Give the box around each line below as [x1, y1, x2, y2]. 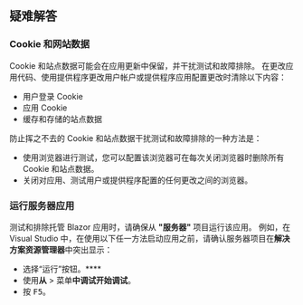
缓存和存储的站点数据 [22, 113, 102, 124]
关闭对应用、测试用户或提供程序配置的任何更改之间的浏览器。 [22, 175, 253, 186]
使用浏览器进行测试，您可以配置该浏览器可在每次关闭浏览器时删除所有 [22, 152, 285, 163]
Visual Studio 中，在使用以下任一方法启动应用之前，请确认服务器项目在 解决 [9, 233, 291, 243]
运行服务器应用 [9, 199, 75, 212]
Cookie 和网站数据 [9, 38, 90, 51]
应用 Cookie [22, 102, 68, 113]
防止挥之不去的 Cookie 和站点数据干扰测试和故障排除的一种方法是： [9, 132, 262, 143]
